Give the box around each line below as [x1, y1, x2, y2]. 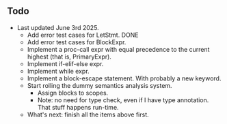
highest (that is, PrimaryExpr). [27, 52, 111, 61]
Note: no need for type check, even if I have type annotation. [37, 95, 209, 104]
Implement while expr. [27, 67, 90, 75]
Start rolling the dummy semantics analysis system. [27, 81, 172, 89]
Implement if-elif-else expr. [27, 59, 104, 67]
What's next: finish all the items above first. [27, 110, 149, 119]
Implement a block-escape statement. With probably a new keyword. [27, 74, 222, 82]
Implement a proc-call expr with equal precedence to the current [27, 45, 210, 53]
